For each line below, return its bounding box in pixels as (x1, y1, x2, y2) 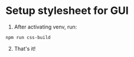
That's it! (14, 45, 36, 52)
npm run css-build (5, 34, 51, 40)
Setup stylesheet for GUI (5, 4, 129, 17)
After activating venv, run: (14, 23, 77, 30)
